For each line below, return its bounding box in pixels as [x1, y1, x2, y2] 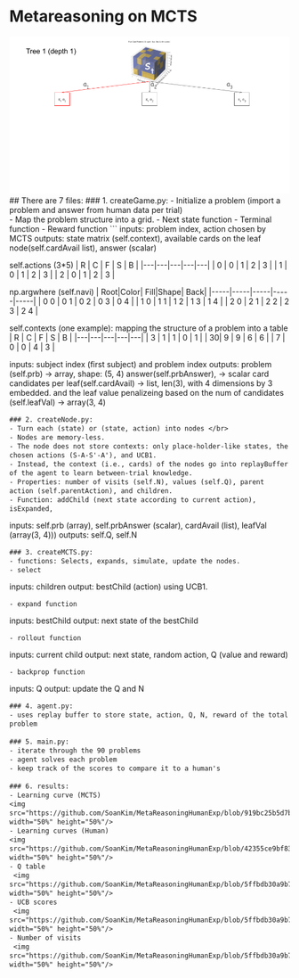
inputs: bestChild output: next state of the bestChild [9, 615, 198, 626]
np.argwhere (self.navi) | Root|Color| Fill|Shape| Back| [9, 287, 207, 298]
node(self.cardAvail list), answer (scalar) [9, 242, 158, 253]
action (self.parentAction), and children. [9, 487, 174, 496]
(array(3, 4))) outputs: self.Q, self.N [9, 530, 138, 540]
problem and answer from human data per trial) [9, 205, 183, 216]
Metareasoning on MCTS [9, 6, 198, 27]
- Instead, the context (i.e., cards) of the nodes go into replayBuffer [9, 460, 289, 469]
